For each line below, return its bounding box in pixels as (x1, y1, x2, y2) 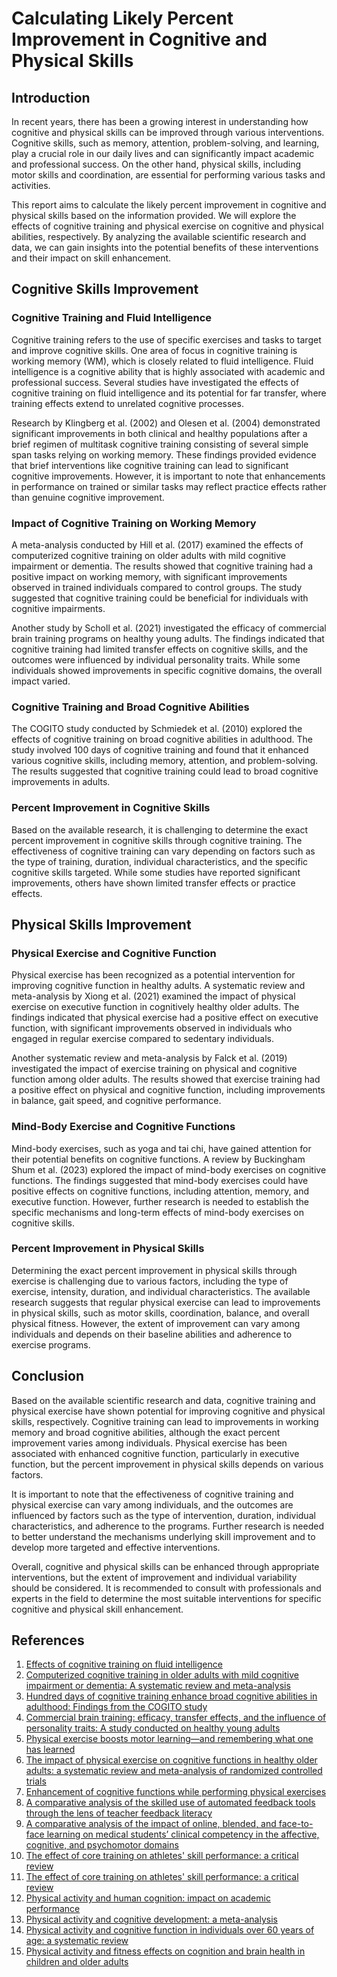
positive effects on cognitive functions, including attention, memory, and (11, 1185, 310, 1197)
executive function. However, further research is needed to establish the (11, 1195, 309, 1207)
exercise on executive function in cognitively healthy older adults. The (11, 1001, 300, 1013)
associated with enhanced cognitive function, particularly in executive (11, 1447, 300, 1459)
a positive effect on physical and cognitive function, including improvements (11, 1084, 326, 1096)
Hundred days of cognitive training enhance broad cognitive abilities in (25, 1690, 318, 1702)
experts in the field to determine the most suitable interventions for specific (11, 1592, 322, 1604)
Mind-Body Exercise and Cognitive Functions (11, 1120, 236, 1134)
